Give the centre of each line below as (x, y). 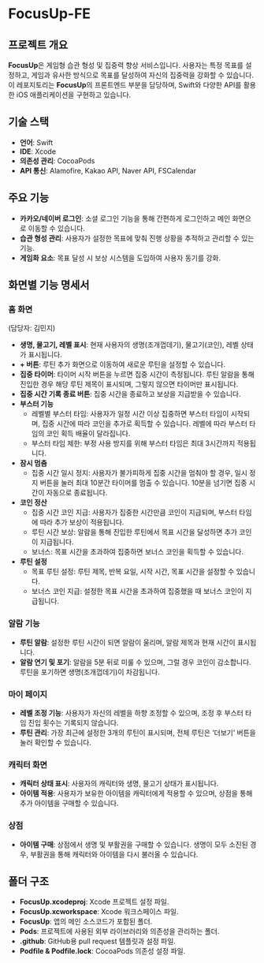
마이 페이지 (28, 694)
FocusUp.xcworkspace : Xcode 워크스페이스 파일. (99, 912)
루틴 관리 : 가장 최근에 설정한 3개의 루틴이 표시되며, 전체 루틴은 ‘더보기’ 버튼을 (138, 732)
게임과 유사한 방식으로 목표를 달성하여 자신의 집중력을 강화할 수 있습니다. (143, 75)
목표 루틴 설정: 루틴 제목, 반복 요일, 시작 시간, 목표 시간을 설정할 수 (133, 572)
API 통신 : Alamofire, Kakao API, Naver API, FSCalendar (108, 170)
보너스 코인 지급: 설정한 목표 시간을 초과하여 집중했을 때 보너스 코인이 (138, 592)
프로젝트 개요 (38, 45)
